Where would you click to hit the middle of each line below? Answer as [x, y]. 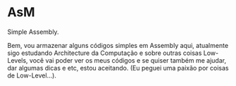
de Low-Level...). [32, 75]
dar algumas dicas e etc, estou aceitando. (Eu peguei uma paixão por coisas [118, 68]
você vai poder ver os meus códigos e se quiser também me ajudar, [128, 60]
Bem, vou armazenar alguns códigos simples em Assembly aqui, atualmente [118, 45]
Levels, [18, 60]
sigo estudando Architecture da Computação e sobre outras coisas [105, 53]
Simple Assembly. [33, 32]
